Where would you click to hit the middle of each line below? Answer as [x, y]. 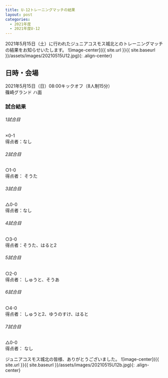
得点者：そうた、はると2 [31, 245]
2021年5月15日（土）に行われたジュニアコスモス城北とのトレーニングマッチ [84, 44]
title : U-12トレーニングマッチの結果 [40, 10]
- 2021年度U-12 [25, 29]
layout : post [19, 15]
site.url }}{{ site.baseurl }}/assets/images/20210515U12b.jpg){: [70, 365]
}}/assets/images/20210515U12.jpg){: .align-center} [59, 56]
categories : [18, 19]
